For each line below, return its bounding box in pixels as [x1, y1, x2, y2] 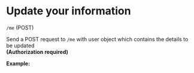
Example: [6, 60, 31, 67]
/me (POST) [6, 24, 34, 31]
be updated [6, 42, 35, 49]
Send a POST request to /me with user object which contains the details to [6, 35, 189, 42]
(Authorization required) [6, 48, 69, 55]
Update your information [6, 4, 131, 18]
